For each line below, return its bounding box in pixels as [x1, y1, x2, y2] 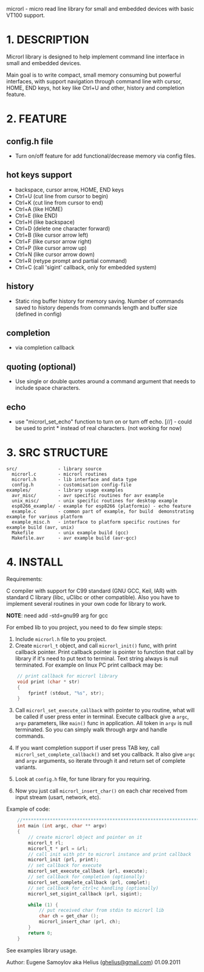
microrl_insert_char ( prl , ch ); [38, 918, 121, 925]
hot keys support [6, 170, 72, 180]
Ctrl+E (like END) [15, 212, 58, 219]
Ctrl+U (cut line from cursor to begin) [15, 192, 109, 200]
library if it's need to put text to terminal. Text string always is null [15, 654, 178, 662]
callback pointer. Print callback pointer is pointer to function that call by [15, 648, 194, 656]
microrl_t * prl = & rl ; [28, 845, 88, 852]
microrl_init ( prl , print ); [28, 857, 99, 863]
